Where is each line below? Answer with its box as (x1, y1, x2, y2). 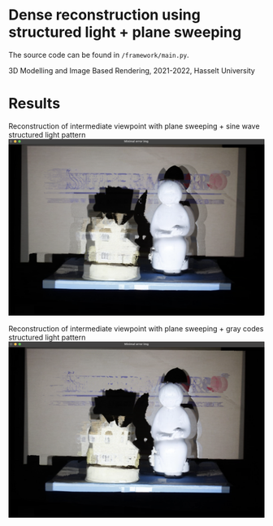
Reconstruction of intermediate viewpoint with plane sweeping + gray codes (8, 324, 264, 334)
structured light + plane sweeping (8, 23, 242, 42)
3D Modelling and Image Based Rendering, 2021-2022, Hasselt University (8, 65, 256, 75)
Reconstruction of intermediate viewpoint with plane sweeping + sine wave (8, 121, 260, 131)
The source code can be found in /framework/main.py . (8, 50, 189, 59)
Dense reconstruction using (8, 6, 201, 24)
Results (8, 94, 61, 113)
